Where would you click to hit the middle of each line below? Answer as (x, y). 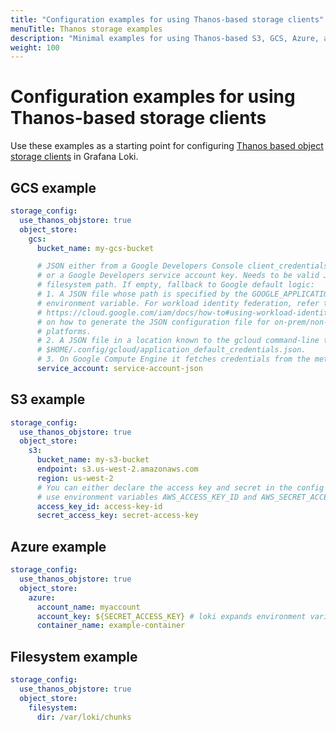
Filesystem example (74, 656)
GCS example (53, 187)
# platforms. (64, 331)
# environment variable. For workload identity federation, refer (178, 303)
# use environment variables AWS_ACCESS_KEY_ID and (146, 497)
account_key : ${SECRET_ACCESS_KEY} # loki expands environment (171, 616)
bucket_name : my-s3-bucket (93, 460)
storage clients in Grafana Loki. (74, 157)
